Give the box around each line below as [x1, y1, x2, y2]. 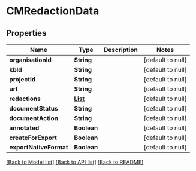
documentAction [9, 114, 59, 122]
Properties [6, 28, 47, 38]
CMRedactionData [6, 4, 99, 18]
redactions [9, 94, 41, 103]
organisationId [9, 56, 52, 64]
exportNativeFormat [9, 143, 68, 151]
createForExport [9, 133, 57, 142]
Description [104, 46, 138, 54]
